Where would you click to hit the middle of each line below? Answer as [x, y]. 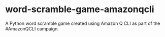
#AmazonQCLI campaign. [32, 28]
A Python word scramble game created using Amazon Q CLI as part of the [83, 23]
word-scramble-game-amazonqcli [80, 9]
